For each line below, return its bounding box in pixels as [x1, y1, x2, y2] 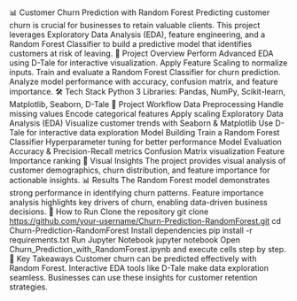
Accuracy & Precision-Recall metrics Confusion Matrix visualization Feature [9, 146, 285, 157]
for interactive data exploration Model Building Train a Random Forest [26, 127, 280, 137]
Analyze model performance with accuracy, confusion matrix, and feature [9, 76, 278, 87]
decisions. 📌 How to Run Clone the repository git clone [9, 206, 209, 217]
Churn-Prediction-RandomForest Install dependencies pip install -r [9, 225, 253, 235]
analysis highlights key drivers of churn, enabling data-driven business [9, 197, 268, 207]
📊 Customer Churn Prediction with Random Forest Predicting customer [9, 7, 270, 18]
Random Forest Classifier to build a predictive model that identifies [9, 39, 253, 49]
